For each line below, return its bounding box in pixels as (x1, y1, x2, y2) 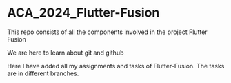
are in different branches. (7, 69, 79, 77)
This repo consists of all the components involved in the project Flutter (7, 28, 208, 36)
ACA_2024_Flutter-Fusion (7, 5, 160, 21)
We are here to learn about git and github (7, 48, 124, 57)
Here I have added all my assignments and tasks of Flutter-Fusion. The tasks (7, 62, 225, 70)
